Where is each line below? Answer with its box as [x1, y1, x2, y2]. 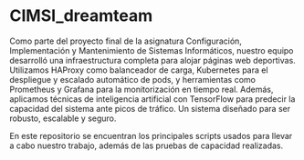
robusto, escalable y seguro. [9, 113, 117, 124]
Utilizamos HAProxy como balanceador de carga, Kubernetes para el [9, 65, 268, 75]
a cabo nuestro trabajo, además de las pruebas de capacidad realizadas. [9, 140, 284, 151]
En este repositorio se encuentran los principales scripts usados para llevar [9, 130, 293, 141]
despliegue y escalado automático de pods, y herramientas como [9, 74, 256, 85]
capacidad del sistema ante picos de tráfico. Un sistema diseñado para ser [9, 103, 290, 114]
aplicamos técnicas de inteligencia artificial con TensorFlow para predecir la [9, 93, 296, 105]
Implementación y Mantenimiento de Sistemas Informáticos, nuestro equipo [9, 45, 294, 55]
